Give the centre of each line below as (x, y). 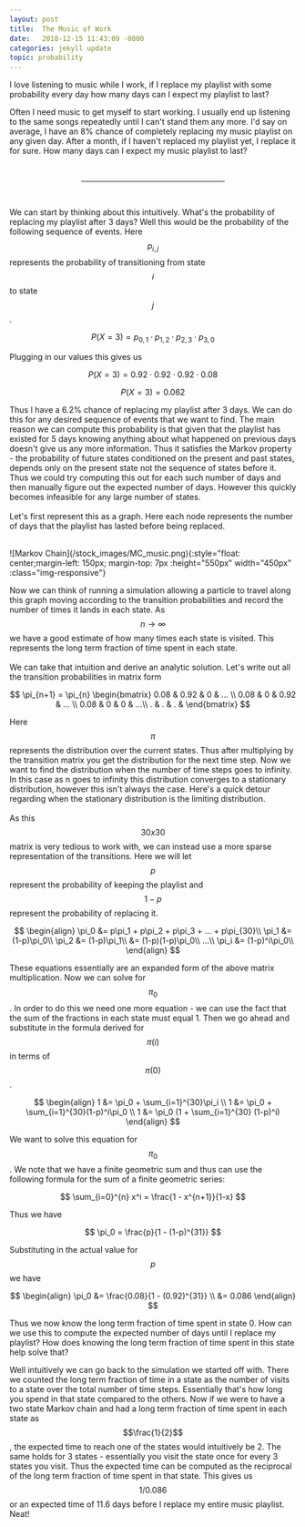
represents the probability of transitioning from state (107, 262)
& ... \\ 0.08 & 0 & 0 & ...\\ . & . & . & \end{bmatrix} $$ (153, 704)
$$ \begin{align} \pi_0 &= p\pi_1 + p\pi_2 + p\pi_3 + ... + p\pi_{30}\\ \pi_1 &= (153, 930)
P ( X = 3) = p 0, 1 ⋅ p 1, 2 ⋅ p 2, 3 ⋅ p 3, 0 (153, 338)
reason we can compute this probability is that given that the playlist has (145, 429)
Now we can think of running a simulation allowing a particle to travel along (150, 590)
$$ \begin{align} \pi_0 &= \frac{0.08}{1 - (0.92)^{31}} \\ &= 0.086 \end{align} (153, 1296)
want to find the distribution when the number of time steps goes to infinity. (151, 769)
